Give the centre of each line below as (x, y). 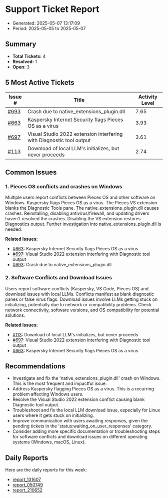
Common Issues (31, 172)
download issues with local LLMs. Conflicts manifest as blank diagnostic (79, 294)
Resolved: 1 (25, 62)
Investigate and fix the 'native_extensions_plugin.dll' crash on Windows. (86, 378)
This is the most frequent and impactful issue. (59, 383)
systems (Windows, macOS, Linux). (49, 442)
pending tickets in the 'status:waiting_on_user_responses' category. (82, 426)
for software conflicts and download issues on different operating (80, 437)
